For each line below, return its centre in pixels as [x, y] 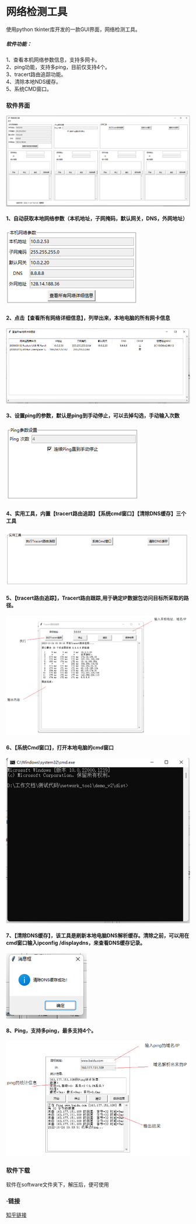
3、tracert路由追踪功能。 [36, 74]
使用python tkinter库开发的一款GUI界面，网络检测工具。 [73, 29]
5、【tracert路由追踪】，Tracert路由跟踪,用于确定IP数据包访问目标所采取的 [95, 598]
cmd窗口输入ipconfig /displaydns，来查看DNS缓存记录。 [76, 943]
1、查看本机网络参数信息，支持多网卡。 [53, 60]
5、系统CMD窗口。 [29, 89]
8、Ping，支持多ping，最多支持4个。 [51, 1031]
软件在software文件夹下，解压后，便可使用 [57, 1184]
